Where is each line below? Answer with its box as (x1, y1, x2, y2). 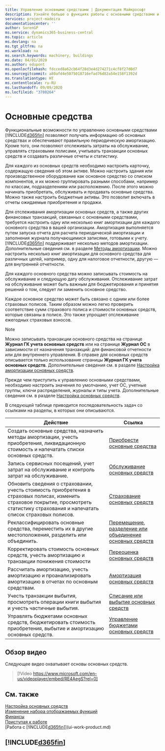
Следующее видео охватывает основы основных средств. (5, 661, 129, 667)
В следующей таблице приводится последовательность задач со (5, 402, 143, 408)
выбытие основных (109, 599, 156, 606)
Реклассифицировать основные (7, 519, 84, 526)
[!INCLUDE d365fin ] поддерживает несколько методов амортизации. (5, 240, 149, 246)
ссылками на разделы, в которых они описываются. (5, 407, 115, 414)
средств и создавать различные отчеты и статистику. (5, 153, 119, 159)
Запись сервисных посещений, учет (7, 460, 95, 467)
